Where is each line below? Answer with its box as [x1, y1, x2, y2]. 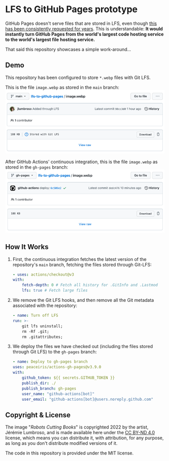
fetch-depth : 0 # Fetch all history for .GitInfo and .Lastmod [22, 283, 158, 288]
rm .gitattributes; [22, 334, 63, 339]
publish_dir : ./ [22, 380, 56, 386]
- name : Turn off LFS [12, 313, 59, 318]
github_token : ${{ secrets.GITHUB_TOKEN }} [22, 375, 115, 380]
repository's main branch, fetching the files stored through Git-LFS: [12, 261, 152, 267]
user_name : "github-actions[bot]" [22, 391, 95, 396]
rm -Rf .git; [22, 329, 50, 334]
